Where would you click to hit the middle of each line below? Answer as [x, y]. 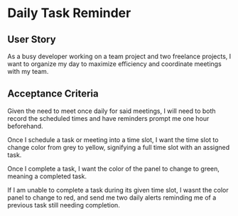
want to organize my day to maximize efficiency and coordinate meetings [114, 64]
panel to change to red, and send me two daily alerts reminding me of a [112, 198]
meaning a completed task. [47, 176]
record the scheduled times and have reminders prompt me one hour [108, 118]
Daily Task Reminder [69, 13]
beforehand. [26, 126]
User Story [32, 39]
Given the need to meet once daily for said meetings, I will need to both [112, 111]
